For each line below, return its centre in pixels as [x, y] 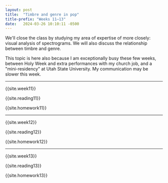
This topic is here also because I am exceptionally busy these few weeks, [81, 58]
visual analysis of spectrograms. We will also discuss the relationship [76, 43]
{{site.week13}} [21, 156]
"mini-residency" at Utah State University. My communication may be [77, 69]
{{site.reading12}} [23, 132]
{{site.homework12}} [26, 142]
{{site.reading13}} [23, 166]
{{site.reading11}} [23, 98]
